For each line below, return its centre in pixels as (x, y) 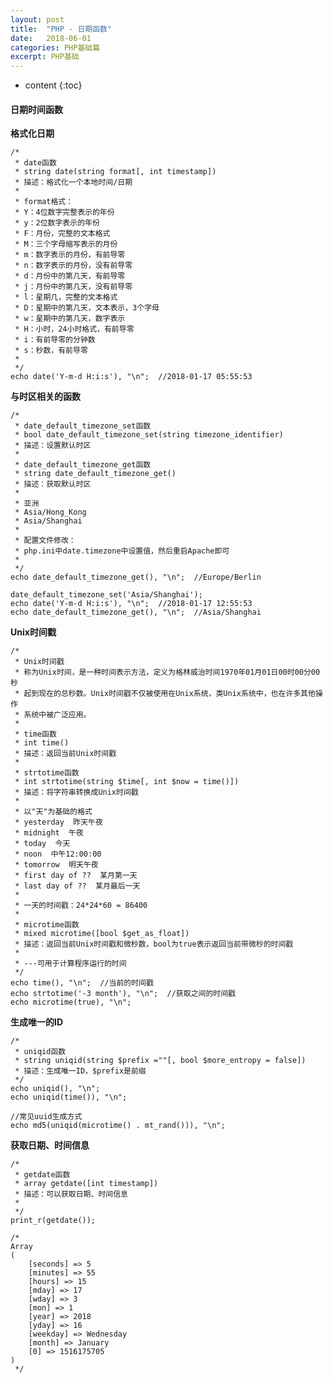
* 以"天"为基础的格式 (53, 812)
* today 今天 (42, 844)
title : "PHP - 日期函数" (61, 29)
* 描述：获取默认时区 (53, 484)
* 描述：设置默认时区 (53, 446)
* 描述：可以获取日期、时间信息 (71, 1194)
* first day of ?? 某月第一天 (76, 876)
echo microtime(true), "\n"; (71, 1002)
